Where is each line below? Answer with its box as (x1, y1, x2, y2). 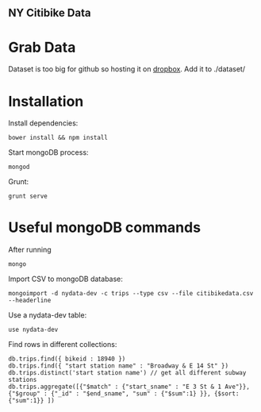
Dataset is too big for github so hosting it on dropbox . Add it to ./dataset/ (8, 64, 246, 74)
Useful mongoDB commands (8, 218, 201, 237)
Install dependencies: (8, 118, 79, 128)
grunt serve (8, 192, 48, 201)
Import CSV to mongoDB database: (8, 274, 123, 284)
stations (8, 376, 37, 384)
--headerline (8, 297, 52, 305)
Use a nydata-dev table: (8, 310, 87, 320)
